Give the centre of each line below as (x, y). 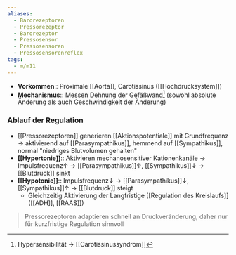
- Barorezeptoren (39, 20)
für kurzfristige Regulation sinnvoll (74, 224)
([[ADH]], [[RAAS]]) (56, 203)
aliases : (20, 14)
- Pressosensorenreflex (48, 53)
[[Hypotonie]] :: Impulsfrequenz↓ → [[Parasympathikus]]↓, (103, 181)
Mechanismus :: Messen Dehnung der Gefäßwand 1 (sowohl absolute (117, 94)
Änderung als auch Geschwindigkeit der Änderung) (92, 102)
